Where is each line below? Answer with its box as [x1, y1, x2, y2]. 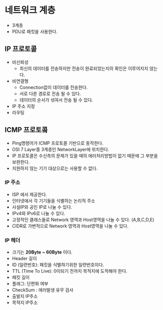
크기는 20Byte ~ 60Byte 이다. [12, 249, 73, 255]
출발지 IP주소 [12, 293, 38, 299]
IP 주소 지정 [12, 103, 35, 109]
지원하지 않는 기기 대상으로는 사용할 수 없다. [12, 165, 98, 171]
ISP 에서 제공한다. [12, 191, 47, 197]
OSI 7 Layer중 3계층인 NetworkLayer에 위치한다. [12, 146, 109, 152]
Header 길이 [12, 256, 37, 262]
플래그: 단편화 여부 [12, 281, 49, 287]
